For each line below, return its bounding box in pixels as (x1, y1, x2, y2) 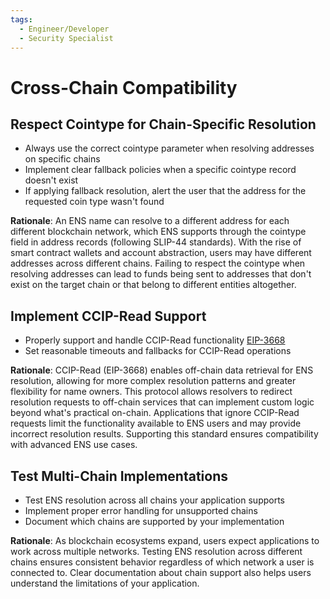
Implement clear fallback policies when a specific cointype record (24, 164, 297, 176)
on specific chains (24, 153, 101, 165)
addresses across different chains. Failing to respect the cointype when (10, 257, 306, 270)
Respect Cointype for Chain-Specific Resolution (10, 116, 317, 133)
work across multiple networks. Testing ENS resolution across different (10, 546, 303, 557)
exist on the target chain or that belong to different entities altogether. (10, 279, 297, 291)
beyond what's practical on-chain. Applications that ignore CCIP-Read (10, 407, 300, 419)
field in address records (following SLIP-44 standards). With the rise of (10, 236, 302, 248)
